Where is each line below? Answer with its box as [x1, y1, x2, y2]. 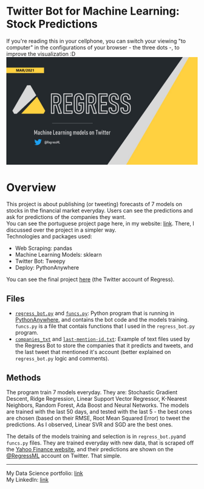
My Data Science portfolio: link [6, 470, 83, 477]
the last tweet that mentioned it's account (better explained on [15, 349, 171, 356]
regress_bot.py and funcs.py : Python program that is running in [15, 310, 175, 317]
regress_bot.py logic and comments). [15, 355, 109, 362]
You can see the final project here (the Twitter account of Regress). [6, 276, 175, 283]
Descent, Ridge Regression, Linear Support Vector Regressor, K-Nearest [6, 395, 187, 402]
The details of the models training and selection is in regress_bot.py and [6, 433, 186, 440]
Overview [6, 181, 56, 194]
